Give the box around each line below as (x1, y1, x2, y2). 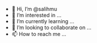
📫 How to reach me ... (11, 31, 66, 37)
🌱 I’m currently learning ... (11, 18, 75, 24)
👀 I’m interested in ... (11, 12, 62, 19)
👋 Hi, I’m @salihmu (11, 6, 58, 12)
